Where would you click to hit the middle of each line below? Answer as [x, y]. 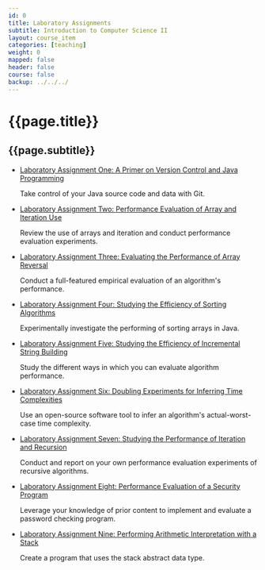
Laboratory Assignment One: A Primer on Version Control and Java [129, 169]
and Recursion [43, 447]
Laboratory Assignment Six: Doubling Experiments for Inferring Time [131, 391]
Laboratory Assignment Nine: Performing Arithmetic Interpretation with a [138, 533]
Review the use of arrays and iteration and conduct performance [125, 233]
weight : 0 [25, 52]
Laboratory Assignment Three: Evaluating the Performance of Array [130, 256]
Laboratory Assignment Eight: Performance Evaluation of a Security [130, 486]
